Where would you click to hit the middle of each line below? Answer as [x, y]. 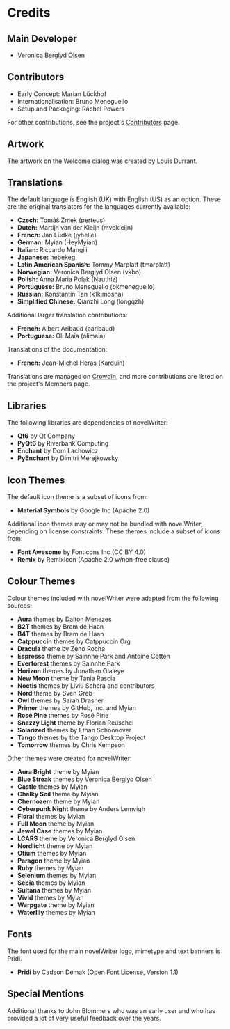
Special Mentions [46, 994]
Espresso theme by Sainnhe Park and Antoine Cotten [93, 656]
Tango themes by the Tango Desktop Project [81, 737]
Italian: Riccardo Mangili [52, 250]
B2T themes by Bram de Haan [60, 626]
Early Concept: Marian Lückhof [62, 94]
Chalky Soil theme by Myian [58, 794]
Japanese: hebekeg [46, 257]
